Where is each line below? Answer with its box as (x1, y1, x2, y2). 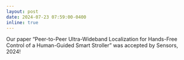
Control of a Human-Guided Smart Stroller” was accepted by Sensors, (6, 42, 179, 49)
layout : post (6, 8, 39, 15)
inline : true (6, 19, 39, 25)
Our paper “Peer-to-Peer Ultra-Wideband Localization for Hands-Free (6, 36, 177, 43)
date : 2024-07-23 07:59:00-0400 (6, 14, 86, 20)
